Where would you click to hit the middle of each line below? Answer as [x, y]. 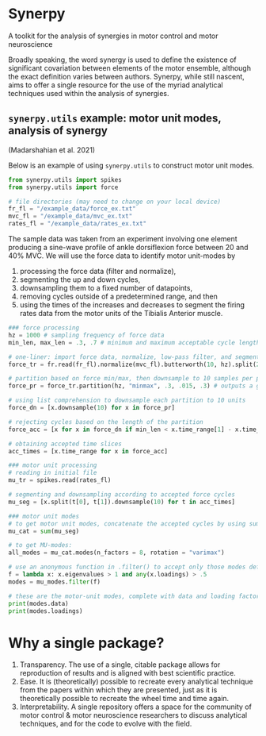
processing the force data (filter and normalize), [98, 271]
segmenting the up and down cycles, [80, 279]
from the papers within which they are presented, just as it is [118, 690]
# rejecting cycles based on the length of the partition [106, 422]
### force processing [44, 328]
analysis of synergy [58, 131]
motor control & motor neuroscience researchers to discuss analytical [133, 715]
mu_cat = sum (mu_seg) [44, 531]
